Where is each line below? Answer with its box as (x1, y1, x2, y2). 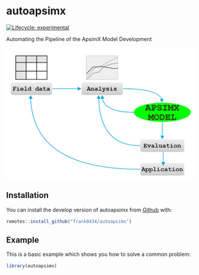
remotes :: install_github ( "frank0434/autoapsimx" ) (6, 218, 132, 224)
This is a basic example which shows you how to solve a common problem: (6, 251, 191, 258)
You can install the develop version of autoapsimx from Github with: (6, 206, 173, 213)
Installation (6, 190, 49, 200)
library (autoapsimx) (6, 263, 58, 269)
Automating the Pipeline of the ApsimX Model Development (6, 35, 152, 42)
